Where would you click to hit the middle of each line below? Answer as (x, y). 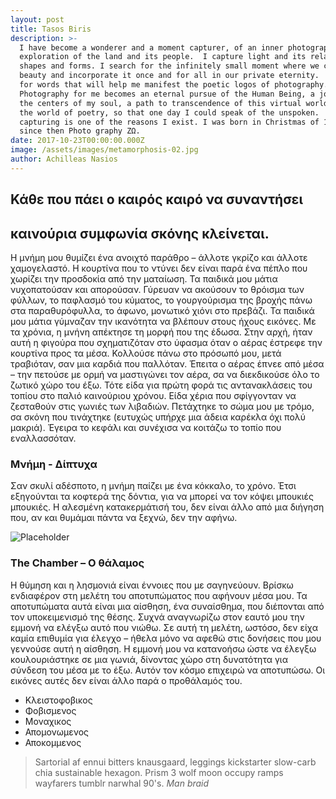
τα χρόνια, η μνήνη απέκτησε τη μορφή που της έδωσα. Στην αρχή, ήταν (161, 332)
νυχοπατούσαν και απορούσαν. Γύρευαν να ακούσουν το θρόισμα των (157, 289)
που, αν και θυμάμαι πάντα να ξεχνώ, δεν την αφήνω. (124, 518)
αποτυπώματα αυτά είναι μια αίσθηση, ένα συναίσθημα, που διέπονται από (167, 606)
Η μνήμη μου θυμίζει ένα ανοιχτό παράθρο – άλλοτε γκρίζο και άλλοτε (159, 257)
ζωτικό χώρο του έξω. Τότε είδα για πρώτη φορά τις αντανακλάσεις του (161, 385)
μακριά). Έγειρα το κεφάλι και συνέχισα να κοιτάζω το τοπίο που (146, 427)
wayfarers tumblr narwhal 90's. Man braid (122, 783)
